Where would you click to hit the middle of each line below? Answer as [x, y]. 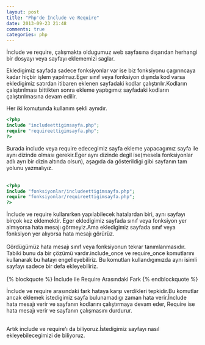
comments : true [26, 29]
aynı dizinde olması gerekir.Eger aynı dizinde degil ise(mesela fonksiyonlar [100, 155]
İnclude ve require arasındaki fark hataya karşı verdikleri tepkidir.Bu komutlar [103, 291]
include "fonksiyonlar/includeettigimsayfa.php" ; [71, 191]
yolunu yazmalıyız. [30, 168]
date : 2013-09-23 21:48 [37, 23]
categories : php [27, 35]
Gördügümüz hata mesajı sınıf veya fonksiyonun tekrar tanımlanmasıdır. [96, 247]
